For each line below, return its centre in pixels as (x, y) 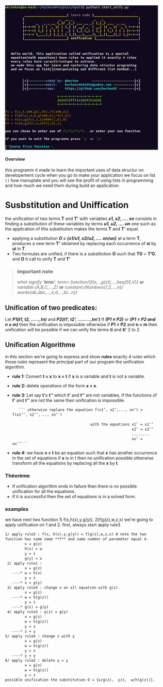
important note (35, 271)
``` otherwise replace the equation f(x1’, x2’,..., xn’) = (81, 410)
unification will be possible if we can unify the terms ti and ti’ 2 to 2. (73, 329)
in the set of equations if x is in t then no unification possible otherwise (83, 458)
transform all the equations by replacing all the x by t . (65, 463)
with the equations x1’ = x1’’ (122, 424)
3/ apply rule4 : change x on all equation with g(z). (64, 588)
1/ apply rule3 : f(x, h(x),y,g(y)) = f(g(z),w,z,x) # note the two (76, 535)
